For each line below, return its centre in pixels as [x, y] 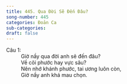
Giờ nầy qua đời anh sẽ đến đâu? [61, 56]
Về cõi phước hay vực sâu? [54, 63]
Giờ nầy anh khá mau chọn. [54, 75]
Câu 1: [14, 50]
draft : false [22, 33]
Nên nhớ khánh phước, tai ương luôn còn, [71, 69]
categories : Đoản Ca [32, 22]
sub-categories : [26, 28]
